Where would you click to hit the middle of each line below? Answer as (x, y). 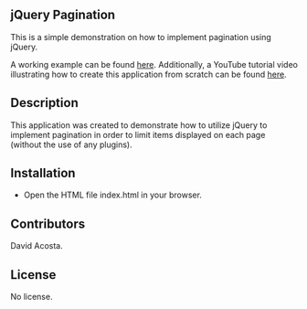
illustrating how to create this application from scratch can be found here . (148, 74)
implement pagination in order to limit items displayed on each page (138, 134)
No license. (32, 297)
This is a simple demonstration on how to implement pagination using (141, 37)
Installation (43, 173)
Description (44, 103)
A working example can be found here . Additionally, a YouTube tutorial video (154, 64)
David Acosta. (37, 246)
